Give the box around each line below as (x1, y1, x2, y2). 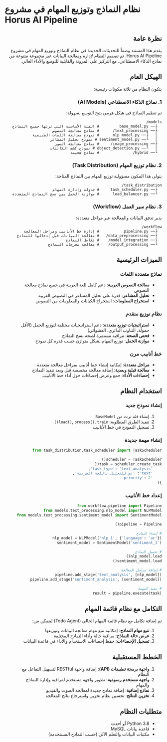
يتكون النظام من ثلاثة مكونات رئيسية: (93, 86, 162, 92)
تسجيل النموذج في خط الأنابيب (92, 424, 150, 430)
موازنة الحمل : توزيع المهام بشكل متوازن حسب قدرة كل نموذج (35, 337, 150, 344)
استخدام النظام (120, 387, 162, 396)
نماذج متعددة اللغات (120, 271, 162, 278)
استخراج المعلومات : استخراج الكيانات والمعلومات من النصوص (35, 298, 150, 304)
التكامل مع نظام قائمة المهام (84, 604, 162, 613)
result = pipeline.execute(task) (92, 591, 162, 596)
